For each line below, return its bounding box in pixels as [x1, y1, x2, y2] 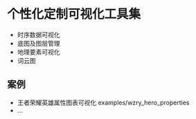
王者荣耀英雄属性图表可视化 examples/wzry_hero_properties [17, 98, 190, 107]
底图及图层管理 [17, 39, 60, 47]
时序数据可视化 [17, 30, 60, 39]
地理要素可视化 [17, 48, 60, 56]
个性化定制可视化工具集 [7, 6, 141, 22]
